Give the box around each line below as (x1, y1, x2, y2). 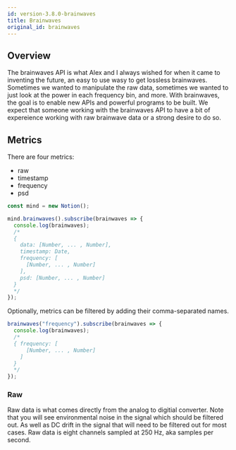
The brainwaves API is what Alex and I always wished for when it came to (7, 69, 221, 77)
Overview (7, 49, 51, 61)
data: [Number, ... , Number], (20, 242, 112, 249)
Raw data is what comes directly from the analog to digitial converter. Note (7, 405, 224, 414)
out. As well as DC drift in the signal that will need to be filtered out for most (7, 421, 227, 430)
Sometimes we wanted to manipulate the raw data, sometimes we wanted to (7, 83, 229, 92)
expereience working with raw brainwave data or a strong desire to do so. (7, 114, 222, 122)
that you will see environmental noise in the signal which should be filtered (7, 413, 224, 422)
